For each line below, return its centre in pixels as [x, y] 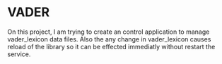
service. [19, 54]
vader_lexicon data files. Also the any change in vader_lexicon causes [109, 39]
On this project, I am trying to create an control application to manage [109, 32]
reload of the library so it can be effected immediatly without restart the [111, 46]
